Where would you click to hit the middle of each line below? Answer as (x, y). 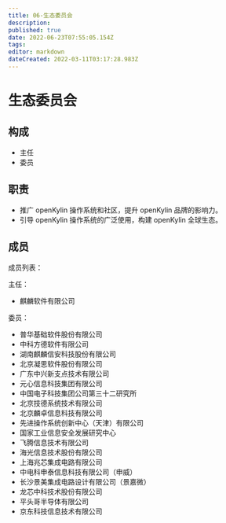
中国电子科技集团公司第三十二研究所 (78, 393)
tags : (17, 45)
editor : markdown (36, 52)
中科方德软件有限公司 (54, 344)
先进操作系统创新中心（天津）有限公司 (81, 422)
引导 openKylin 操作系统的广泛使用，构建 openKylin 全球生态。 (121, 219)
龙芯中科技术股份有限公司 (61, 492)
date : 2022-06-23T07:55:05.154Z (61, 37)
